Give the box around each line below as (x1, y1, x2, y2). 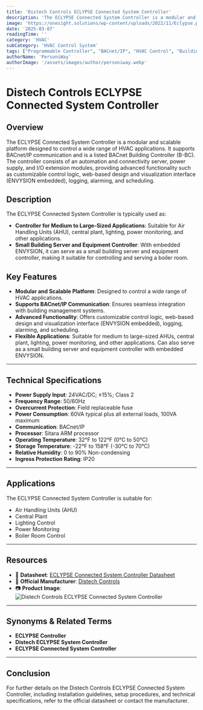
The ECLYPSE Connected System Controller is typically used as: (6, 210, 167, 218)
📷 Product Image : (14, 584, 62, 592)
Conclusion (6, 668, 51, 679)
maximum (14, 416, 40, 424)
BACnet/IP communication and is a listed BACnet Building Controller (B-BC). (6, 151, 195, 158)
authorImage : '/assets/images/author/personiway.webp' (6, 59, 147, 65)
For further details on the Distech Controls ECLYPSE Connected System (6, 684, 185, 692)
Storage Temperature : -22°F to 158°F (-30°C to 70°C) (14, 442, 150, 450)
